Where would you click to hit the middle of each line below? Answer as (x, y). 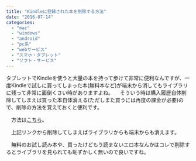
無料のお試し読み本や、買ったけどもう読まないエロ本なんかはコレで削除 (98, 145)
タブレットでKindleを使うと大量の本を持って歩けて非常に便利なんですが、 (95, 78)
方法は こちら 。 (29, 119)
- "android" (26, 39)
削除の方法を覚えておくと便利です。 (59, 107)
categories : (20, 22)
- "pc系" (22, 44)
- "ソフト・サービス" (34, 60)
